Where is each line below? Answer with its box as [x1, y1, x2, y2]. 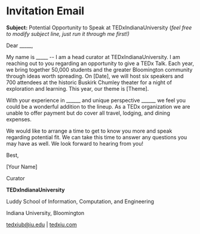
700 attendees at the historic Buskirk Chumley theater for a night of [6, 79, 172, 86]
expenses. [6, 115, 32, 123]
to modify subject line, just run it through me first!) [6, 30, 130, 37]
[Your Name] [6, 163, 38, 170]
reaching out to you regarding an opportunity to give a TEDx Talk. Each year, [6, 60, 194, 67]
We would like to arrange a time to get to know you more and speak [6, 127, 173, 134]
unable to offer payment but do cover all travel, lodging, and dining [6, 109, 170, 116]
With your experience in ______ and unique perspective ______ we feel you [6, 97, 186, 104]
